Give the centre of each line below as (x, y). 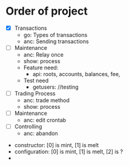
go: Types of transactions (55, 35)
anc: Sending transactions (56, 41)
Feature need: (41, 67)
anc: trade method (47, 100)
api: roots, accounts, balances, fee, (76, 74)
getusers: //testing (56, 87)
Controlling (28, 126)
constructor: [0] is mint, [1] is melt (57, 145)
